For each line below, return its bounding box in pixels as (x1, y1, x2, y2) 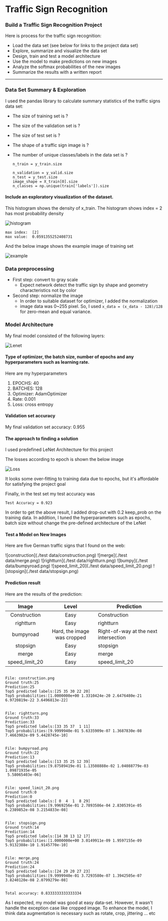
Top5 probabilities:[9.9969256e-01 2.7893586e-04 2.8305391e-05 (5, 803, 142, 808)
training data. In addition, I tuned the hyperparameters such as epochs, (5, 515, 151, 521)
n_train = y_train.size (12, 162, 62, 167)
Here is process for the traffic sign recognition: (5, 33, 101, 39)
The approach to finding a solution (5, 435, 78, 441)
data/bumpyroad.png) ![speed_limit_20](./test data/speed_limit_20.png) (5, 563, 152, 569)
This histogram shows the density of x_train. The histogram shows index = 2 (5, 205, 162, 211)
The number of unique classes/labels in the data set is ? (12, 151, 128, 158)
